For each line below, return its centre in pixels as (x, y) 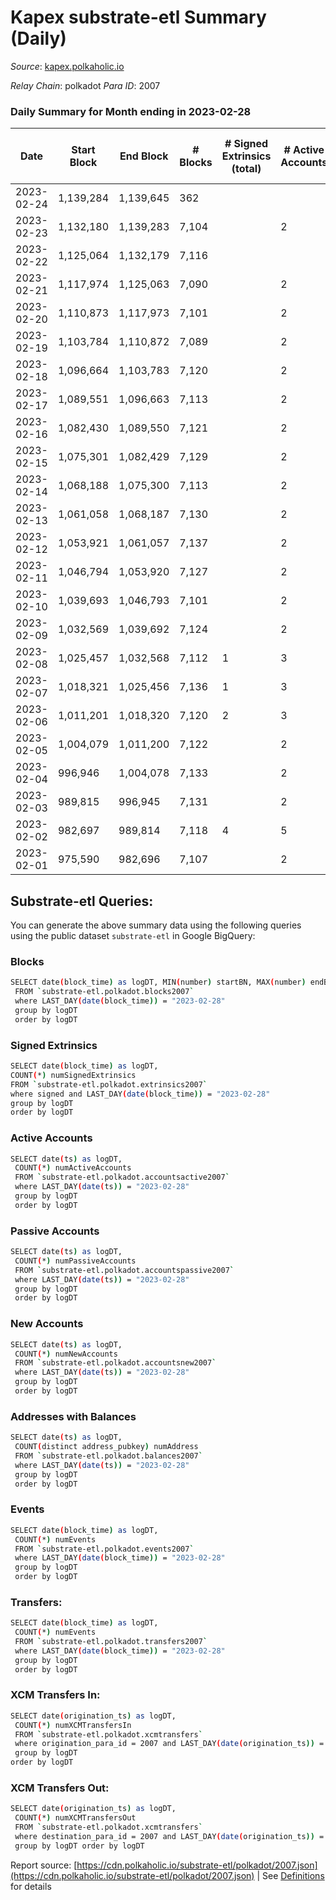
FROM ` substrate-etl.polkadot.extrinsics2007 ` (109, 1084)
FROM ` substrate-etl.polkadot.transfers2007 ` (111, 1642)
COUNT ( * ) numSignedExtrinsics (73, 1075)
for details (31, 1886)
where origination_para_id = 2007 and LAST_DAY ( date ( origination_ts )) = (169, 1744)
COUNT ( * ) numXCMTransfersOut (75, 1818)
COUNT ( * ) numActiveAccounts (73, 1168)
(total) (246, 169)
